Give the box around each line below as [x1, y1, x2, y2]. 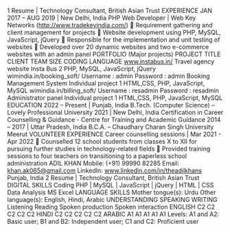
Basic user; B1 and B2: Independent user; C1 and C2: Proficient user [7, 218, 199, 225]
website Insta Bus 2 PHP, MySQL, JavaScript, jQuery [7, 65, 157, 73]
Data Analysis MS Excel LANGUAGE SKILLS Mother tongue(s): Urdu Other [7, 188, 216, 196]
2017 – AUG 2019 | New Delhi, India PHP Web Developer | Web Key [7, 14, 196, 22]
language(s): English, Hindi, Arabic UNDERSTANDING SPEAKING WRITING [7, 196, 218, 203]
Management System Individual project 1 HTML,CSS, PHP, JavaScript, [7, 79, 205, 87]
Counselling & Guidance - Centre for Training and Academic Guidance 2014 [7, 116, 221, 123]
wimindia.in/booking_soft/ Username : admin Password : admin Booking [7, 72, 211, 80]
